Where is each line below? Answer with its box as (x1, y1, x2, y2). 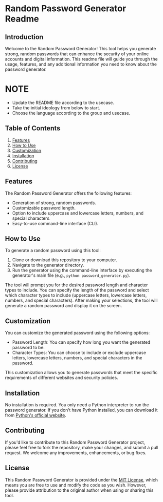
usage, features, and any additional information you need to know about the (5, 62, 157, 67)
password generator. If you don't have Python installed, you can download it (5, 407, 158, 413)
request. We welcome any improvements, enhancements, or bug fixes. (5, 450, 147, 456)
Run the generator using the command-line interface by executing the (12, 267, 152, 273)
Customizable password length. (12, 205, 76, 210)
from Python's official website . (5, 412, 67, 418)
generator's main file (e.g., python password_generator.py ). (12, 272, 130, 278)
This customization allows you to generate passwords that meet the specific (5, 370, 158, 376)
